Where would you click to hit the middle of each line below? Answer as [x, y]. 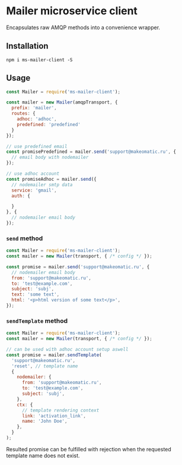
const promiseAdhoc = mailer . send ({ [51, 179]
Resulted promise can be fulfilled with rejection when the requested [89, 449]
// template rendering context [60, 410]
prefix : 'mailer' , [34, 108]
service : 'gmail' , [34, 190]
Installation [27, 46]
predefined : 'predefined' [49, 124]
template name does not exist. [43, 455]
